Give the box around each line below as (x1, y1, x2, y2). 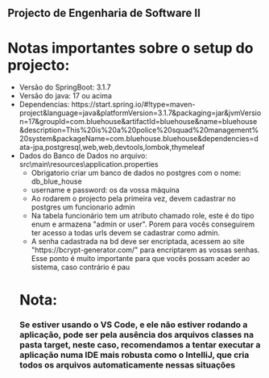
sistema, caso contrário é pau (31, 262, 130, 272)
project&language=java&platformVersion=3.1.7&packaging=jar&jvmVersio (19, 108, 262, 118)
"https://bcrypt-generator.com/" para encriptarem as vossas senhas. (31, 245, 260, 255)
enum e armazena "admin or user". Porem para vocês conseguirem (31, 219, 255, 229)
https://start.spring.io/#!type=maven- (71, 100, 196, 110)
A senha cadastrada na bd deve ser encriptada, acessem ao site (31, 237, 245, 247)
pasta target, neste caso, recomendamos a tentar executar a (19, 339, 261, 351)
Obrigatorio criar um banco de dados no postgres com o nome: (31, 168, 242, 178)
